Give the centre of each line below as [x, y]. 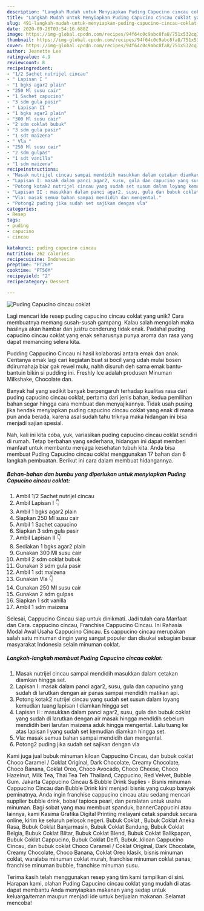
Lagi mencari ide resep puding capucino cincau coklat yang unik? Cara [95, 316]
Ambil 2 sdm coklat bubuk [48, 559]
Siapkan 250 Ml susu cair [47, 518]
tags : [14, 220]
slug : [14, 23]
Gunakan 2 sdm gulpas [44, 594]
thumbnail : [21, 40]
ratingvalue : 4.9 [29, 57]
